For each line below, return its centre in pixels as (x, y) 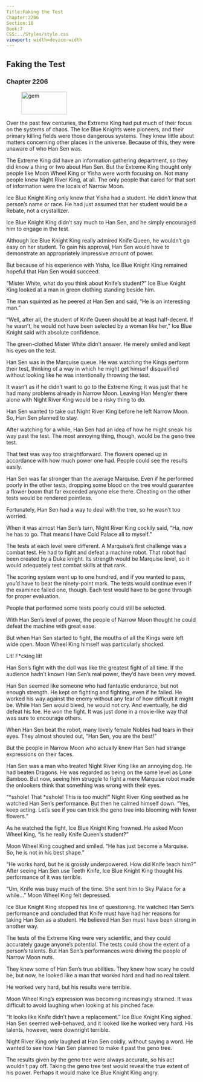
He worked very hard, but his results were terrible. (69, 987)
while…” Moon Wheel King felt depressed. (59, 895)
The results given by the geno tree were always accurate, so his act (90, 1060)
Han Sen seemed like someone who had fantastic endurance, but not (92, 686)
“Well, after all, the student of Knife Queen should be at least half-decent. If (100, 319)
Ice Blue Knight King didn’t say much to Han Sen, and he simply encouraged (101, 222)
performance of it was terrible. (44, 877)
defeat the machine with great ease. (51, 626)
